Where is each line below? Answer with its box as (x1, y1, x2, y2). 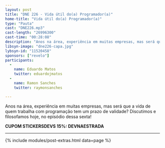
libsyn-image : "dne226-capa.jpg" (5, 44, 74, 49)
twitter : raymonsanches (14, 85, 63, 90)
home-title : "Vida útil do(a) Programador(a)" (5, 16, 102, 21)
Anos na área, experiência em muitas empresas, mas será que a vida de (5, 103, 151, 109)
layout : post (5, 7, 32, 12)
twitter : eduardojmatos (14, 72, 63, 76)
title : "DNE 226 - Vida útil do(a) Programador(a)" (5, 12, 113, 17)
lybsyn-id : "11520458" (5, 48, 52, 53)
